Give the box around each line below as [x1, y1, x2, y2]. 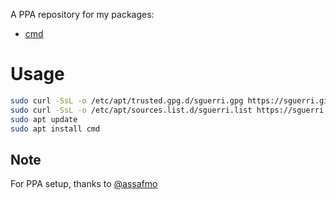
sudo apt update [10, 114, 78, 124]
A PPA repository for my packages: [10, 9, 155, 20]
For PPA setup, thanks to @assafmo [10, 178, 158, 190]
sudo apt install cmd [10, 124, 101, 134]
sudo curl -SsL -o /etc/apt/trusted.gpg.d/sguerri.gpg [10, 95, 244, 106]
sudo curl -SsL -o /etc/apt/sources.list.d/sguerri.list [10, 105, 253, 115]
